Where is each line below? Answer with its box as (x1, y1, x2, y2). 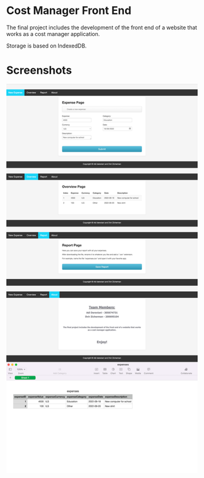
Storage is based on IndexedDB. (6, 42, 87, 49)
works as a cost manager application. (6, 30, 100, 37)
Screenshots (6, 63, 72, 77)
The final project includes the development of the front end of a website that (6, 24, 197, 31)
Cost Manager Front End (6, 4, 132, 18)
